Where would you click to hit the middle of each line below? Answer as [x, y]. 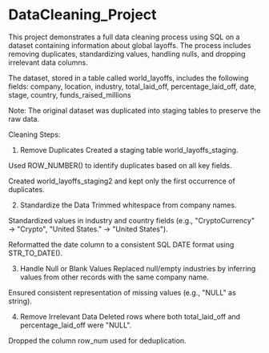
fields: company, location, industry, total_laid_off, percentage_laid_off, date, [132, 86]
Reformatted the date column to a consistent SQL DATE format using [121, 244]
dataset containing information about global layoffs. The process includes [130, 45]
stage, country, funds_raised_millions [70, 94]
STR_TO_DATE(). [35, 253]
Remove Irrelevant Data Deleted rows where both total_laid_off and [130, 316]
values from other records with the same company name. [114, 277]
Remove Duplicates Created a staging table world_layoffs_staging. [129, 150]
